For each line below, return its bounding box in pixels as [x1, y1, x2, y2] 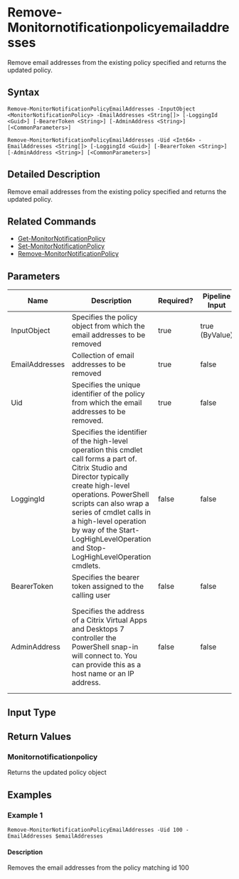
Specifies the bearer [71, 572, 140, 582]
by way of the [71, 525, 117, 535]
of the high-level [71, 436, 128, 446]
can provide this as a [71, 660, 141, 670]
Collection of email [71, 351, 134, 361]
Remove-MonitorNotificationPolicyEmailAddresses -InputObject [7, 105, 196, 113]
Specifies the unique [71, 380, 141, 390]
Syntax [7, 86, 40, 98]
